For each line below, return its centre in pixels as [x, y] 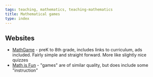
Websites [20, 38]
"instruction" [25, 70]
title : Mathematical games [33, 14]
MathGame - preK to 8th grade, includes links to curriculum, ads [77, 50]
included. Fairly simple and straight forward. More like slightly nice [79, 55]
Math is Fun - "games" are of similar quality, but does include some [80, 65]
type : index [17, 18]
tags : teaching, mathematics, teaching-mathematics [59, 9]
